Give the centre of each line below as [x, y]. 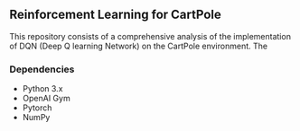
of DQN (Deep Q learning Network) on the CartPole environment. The [139, 46]
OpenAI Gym [46, 99]
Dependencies [42, 69]
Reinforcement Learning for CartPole [115, 15]
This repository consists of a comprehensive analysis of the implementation [150, 36]
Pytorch [37, 108]
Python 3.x [42, 89]
